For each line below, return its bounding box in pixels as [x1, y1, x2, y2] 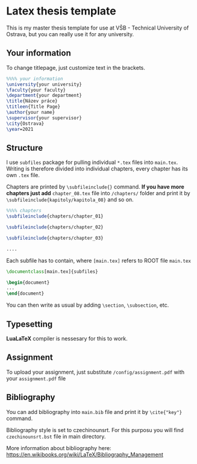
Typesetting [6, 319, 53, 329]
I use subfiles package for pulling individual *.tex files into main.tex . [6, 158, 178, 166]
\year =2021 [6, 126, 34, 132]
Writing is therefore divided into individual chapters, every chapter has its [6, 165, 189, 172]
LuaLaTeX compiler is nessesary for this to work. [6, 335, 128, 342]
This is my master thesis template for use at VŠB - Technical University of [6, 24, 189, 31]
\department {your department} [6, 92, 83, 99]
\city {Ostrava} [6, 121, 45, 127]
